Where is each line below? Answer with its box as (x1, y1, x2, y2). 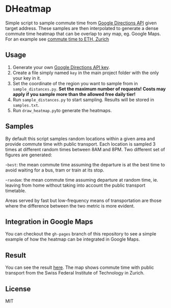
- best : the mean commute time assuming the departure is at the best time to (5, 161, 165, 167)
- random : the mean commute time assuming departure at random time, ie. (5, 177, 159, 183)
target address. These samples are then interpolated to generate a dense (5, 25, 159, 31)
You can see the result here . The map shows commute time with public (5, 264, 154, 270)
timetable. (5, 187, 26, 193)
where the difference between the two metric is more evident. (5, 202, 135, 209)
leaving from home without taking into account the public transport (5, 182, 146, 188)
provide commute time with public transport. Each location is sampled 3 (5, 141, 156, 147)
